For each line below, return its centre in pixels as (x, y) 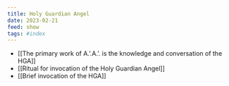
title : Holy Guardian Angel (49, 14)
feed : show (23, 27)
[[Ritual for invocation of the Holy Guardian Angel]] (91, 68)
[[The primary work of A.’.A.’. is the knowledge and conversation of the (120, 54)
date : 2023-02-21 (33, 20)
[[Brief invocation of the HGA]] (62, 76)
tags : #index (26, 33)
